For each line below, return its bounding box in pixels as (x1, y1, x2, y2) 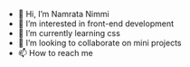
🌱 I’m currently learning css (17, 28, 120, 38)
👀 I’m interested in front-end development (17, 18, 175, 29)
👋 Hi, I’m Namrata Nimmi (17, 9, 110, 19)
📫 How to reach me (17, 48, 93, 58)
